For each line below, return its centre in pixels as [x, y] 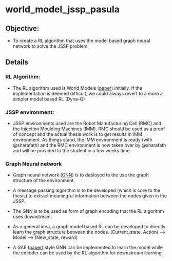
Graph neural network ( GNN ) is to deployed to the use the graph [81, 175]
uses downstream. [32, 217]
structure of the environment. [44, 180]
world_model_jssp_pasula [62, 9]
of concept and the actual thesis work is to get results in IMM [78, 134]
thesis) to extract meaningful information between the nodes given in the [90, 196]
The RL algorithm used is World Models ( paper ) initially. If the [78, 88]
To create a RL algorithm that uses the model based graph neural [81, 41]
